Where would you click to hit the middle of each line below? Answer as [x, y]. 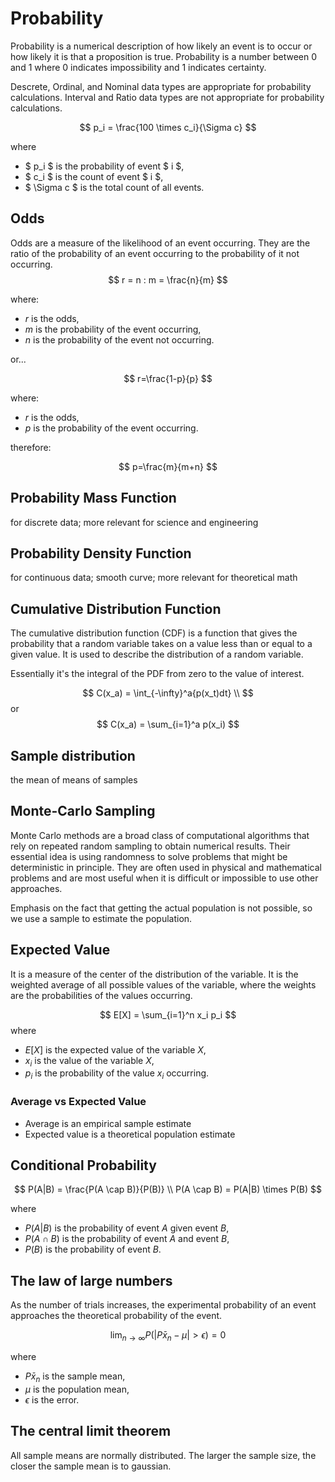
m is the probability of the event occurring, [113, 329]
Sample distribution [73, 755]
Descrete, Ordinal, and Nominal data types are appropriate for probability [161, 86]
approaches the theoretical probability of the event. [116, 1316]
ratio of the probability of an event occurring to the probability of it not [155, 253]
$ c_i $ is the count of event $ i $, [94, 176]
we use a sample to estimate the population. [101, 918]
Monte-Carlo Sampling [83, 811]
